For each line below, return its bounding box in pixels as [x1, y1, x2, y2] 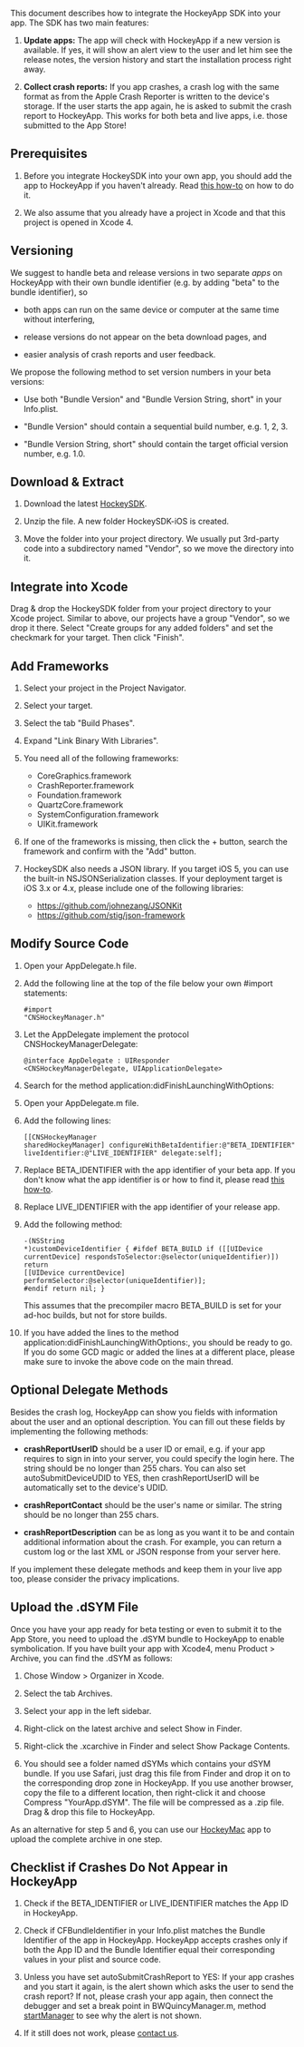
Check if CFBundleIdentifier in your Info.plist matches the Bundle [23, 1925, 266, 1936]
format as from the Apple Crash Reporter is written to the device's [23, 91, 270, 102]
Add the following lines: [23, 1115, 111, 1126]
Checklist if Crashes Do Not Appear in [10, 1859, 229, 1875]
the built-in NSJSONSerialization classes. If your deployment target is [23, 873, 283, 884]
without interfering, [23, 313, 96, 325]
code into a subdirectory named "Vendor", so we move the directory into [23, 544, 295, 554]
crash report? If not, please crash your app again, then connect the [23, 1991, 274, 2002]
